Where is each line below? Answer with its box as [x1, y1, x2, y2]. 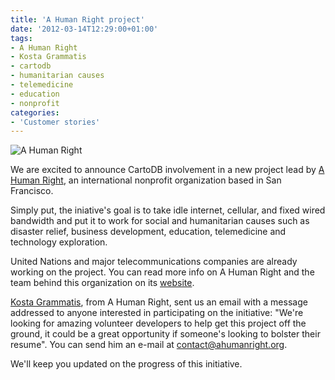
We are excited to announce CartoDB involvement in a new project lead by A [10, 164, 325, 176]
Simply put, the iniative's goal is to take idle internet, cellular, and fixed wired [10, 204, 326, 216]
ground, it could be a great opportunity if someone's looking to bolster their [10, 328, 321, 340]
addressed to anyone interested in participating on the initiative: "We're [10, 307, 304, 319]
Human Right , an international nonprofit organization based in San [10, 174, 282, 186]
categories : [10, 107, 60, 118]
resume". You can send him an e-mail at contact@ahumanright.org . [10, 339, 288, 351]
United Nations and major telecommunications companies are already [10, 256, 298, 268]
